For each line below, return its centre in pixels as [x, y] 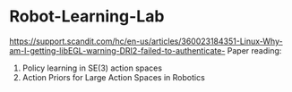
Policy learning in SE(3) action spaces [92, 68]
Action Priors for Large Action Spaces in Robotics [114, 77]
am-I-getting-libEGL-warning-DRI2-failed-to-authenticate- [117, 50]
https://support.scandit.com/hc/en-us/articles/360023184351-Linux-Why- [146, 41]
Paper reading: [254, 50]
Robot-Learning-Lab [87, 17]
